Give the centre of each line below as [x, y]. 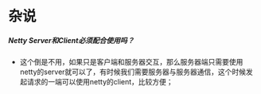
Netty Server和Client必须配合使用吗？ [71, 40]
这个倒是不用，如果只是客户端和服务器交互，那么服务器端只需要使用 [131, 62]
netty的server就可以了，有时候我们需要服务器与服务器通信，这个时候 [133, 72]
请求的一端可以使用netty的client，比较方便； [100, 82]
